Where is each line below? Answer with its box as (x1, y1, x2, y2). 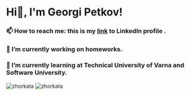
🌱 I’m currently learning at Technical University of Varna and (6, 61, 185, 69)
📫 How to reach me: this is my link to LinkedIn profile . (6, 27, 167, 35)
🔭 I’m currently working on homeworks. (6, 45, 123, 53)
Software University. (6, 68, 67, 77)
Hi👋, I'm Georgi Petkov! (6, 5, 123, 19)
